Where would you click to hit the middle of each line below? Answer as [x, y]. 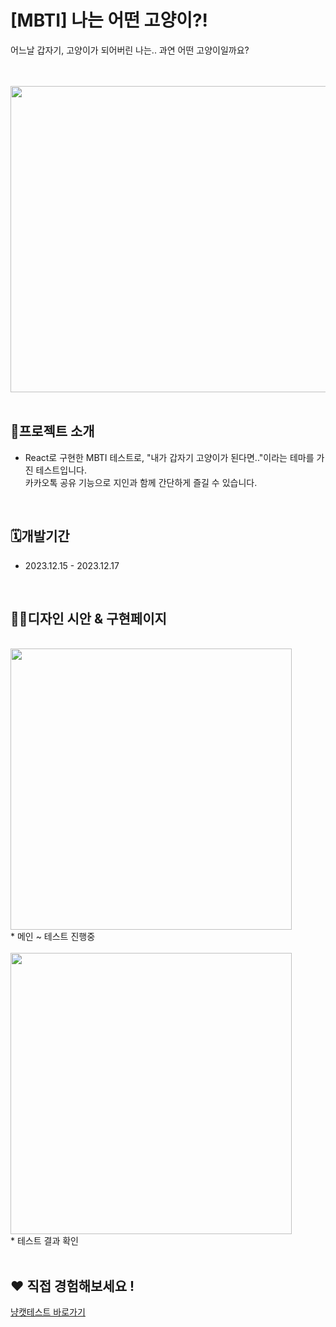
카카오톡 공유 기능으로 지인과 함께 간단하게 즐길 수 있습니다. [141, 482]
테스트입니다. [61, 470]
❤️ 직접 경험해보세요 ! [72, 1286]
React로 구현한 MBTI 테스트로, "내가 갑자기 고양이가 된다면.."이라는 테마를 [169, 457]
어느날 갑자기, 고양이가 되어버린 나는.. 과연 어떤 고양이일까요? [130, 50]
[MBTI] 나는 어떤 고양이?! [109, 20]
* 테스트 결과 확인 [44, 1241]
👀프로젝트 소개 [52, 431]
